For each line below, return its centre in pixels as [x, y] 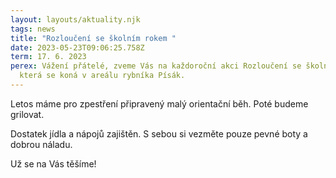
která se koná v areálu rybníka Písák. [102, 76]
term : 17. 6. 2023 [48, 57]
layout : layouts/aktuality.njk [75, 19]
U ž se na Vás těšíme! [53, 163]
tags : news [33, 29]
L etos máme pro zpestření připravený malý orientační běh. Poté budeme [159, 103]
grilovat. [27, 114]
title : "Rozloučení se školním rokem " [93, 38]
